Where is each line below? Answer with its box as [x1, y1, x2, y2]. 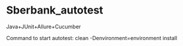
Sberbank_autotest [6, 4, 103, 17]
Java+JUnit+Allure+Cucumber [6, 23, 81, 30]
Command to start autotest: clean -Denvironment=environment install [6, 34, 178, 41]
